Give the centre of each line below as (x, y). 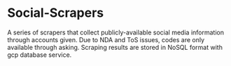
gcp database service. (40, 55)
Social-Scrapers (56, 13)
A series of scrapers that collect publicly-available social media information (115, 32)
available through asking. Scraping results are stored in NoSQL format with (115, 47)
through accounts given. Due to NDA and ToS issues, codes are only (106, 39)
